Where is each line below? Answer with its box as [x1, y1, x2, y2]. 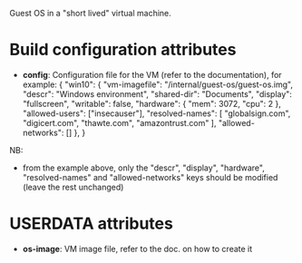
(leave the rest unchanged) [22, 181, 124, 192]
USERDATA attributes [9, 213, 174, 234]
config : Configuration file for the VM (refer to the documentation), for [22, 69, 283, 80]
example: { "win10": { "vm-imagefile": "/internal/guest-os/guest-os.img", [22, 79, 293, 90]
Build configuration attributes [9, 40, 237, 60]
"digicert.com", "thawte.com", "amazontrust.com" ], [22, 117, 217, 128]
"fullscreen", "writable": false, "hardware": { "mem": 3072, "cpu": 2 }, [22, 98, 281, 109]
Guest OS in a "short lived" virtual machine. [9, 8, 172, 18]
